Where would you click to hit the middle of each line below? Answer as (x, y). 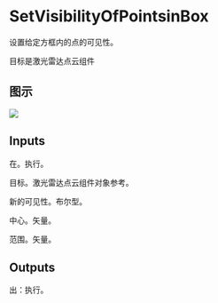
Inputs (27, 141)
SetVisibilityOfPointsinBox (109, 16)
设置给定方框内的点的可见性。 (63, 42)
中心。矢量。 (32, 220)
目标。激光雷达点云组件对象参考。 (71, 182)
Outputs (32, 267)
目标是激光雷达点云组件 (52, 60)
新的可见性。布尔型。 (48, 201)
